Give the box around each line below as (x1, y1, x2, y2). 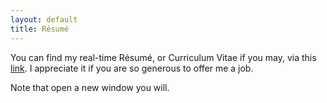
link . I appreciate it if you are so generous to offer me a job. (10, 62, 254, 74)
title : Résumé (10, 24, 70, 34)
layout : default (10, 14, 78, 25)
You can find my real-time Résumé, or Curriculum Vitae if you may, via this (10, 51, 317, 63)
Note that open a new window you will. (10, 81, 170, 93)
